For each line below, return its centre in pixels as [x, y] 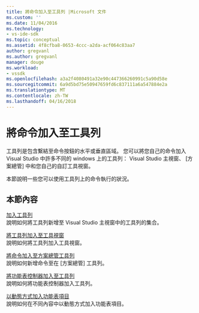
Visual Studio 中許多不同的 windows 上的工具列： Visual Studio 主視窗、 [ [97, 158]
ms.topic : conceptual [33, 40]
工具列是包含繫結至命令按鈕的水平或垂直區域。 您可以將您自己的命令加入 [96, 150]
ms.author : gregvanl [32, 57]
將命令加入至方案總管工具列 [40, 256]
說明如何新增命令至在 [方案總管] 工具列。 [57, 263]
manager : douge [25, 62]
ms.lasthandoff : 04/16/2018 [41, 101]
